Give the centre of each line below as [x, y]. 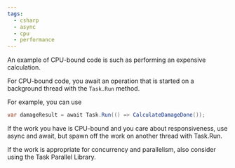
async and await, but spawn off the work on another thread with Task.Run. [115, 136]
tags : [15, 14]
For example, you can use [45, 102]
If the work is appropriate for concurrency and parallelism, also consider [112, 149]
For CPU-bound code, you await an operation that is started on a [101, 81]
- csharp [26, 20]
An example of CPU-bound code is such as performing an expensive [107, 60]
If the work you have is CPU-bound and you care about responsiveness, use [117, 128]
